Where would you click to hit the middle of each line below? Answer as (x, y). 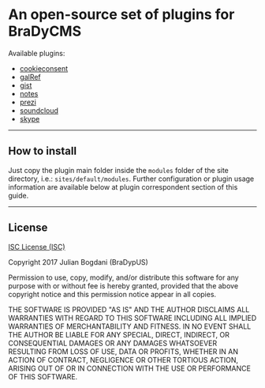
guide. (19, 195)
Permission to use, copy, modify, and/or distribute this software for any (123, 277)
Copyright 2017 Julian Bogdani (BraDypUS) (78, 262)
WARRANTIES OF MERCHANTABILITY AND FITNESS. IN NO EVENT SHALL (130, 326)
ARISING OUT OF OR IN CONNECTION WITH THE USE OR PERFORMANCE (129, 368)
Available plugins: (37, 53)
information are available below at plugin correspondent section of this (123, 186)
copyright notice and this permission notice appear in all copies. (112, 294)
